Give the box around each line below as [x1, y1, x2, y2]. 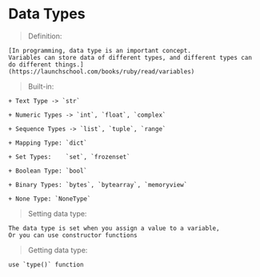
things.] [54, 61, 84, 69]
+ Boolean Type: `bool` [8, 167, 88, 175]
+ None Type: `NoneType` [8, 195, 91, 203]
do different [8, 61, 52, 69]
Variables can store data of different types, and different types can [8, 53, 252, 61]
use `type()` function [8, 260, 84, 268]
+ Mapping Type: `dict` [8, 139, 88, 147]
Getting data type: [27, 245, 88, 255]
